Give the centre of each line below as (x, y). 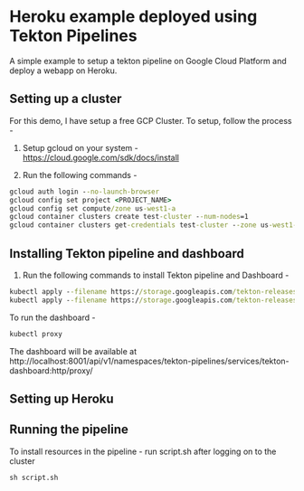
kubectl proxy (36, 334)
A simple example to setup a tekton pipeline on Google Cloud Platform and (148, 61)
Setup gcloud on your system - (80, 147)
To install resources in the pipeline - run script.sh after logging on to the (143, 451)
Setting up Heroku (62, 398)
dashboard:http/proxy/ (51, 370)
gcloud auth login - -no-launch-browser (85, 192)
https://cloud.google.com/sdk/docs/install (100, 157)
